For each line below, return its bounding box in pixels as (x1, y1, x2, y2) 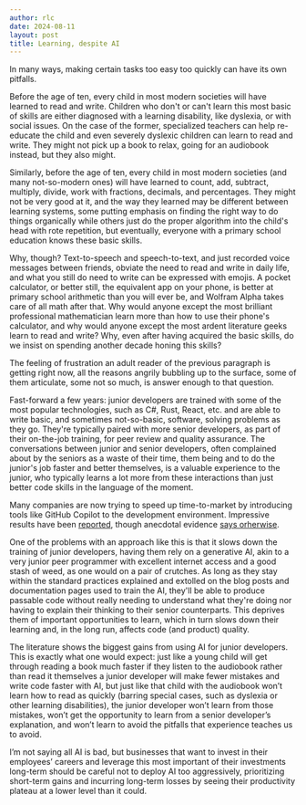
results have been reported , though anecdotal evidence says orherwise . (9, 519, 280, 530)
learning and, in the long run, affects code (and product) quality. (9, 624, 250, 635)
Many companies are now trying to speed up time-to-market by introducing (9, 499, 293, 511)
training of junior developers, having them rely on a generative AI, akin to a (9, 547, 290, 558)
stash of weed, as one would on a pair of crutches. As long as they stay (9, 566, 278, 577)
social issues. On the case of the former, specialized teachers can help (9, 120, 276, 131)
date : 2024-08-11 (9, 22, 76, 31)
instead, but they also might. (9, 150, 117, 161)
